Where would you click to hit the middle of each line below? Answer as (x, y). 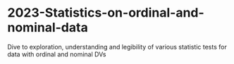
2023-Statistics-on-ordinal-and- (106, 13)
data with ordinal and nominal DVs (57, 54)
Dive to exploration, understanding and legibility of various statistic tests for (117, 47)
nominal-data (48, 27)
